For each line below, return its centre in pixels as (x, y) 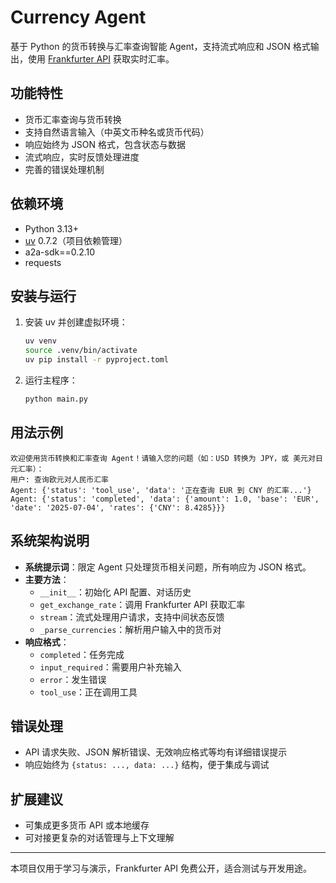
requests (43, 262)
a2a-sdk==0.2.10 (60, 252)
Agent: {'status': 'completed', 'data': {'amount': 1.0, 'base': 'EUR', (165, 499)
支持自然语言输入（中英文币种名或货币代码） (117, 132)
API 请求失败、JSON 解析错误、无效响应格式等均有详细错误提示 (156, 752)
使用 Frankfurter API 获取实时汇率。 (101, 58)
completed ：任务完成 (82, 654)
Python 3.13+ (52, 228)
